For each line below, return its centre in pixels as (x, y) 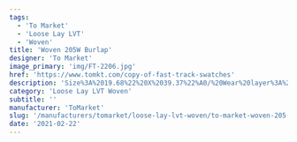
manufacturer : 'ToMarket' (57, 108)
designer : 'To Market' (51, 58)
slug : (19, 116)
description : (33, 83)
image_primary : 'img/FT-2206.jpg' (73, 67)
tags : (19, 17)
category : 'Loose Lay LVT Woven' (71, 91)
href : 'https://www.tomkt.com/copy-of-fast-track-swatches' (122, 75)
